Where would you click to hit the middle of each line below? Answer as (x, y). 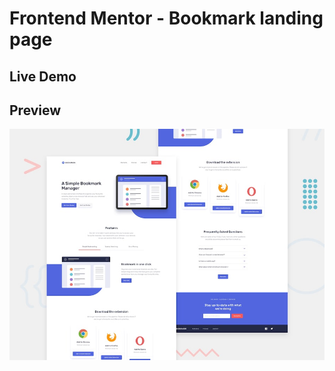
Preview (35, 110)
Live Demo (43, 76)
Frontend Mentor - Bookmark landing (166, 18)
